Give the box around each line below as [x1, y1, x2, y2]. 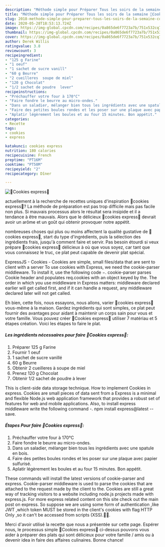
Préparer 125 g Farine [12, 344, 56, 350]
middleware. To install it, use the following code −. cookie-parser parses [5, 269, 151, 275]
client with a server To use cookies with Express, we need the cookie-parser [5, 264, 160, 270]
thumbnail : [5, 30, 27, 35]
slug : [5, 16, 16, 21]
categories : [5, 116, 29, 122]
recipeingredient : [5, 52, 43, 58]
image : [5, 26, 19, 30]
